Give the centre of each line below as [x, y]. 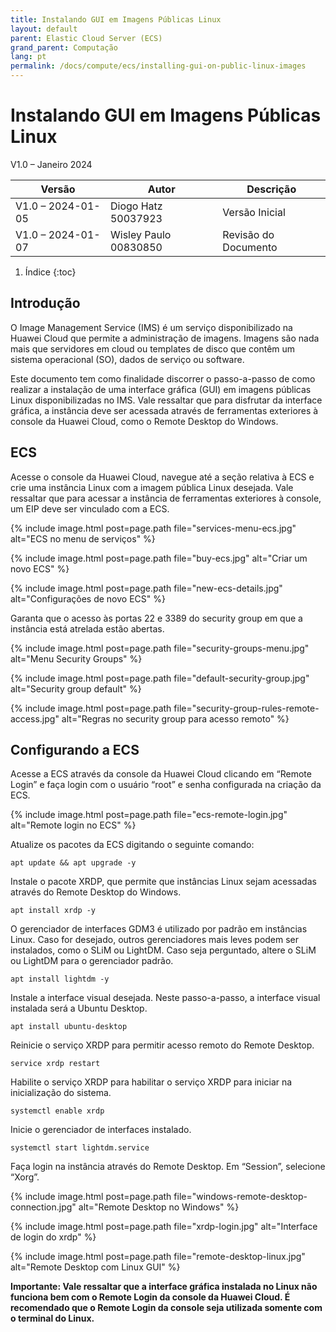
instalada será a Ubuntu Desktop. [79, 1008]
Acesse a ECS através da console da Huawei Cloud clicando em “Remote [161, 774]
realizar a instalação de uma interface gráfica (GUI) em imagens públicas [161, 389]
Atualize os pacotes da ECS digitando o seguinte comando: [132, 845]
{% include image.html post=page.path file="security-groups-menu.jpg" [160, 648]
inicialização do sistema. [61, 1093]
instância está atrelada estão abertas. [87, 628]
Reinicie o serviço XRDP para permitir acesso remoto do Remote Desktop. [162, 1045]
